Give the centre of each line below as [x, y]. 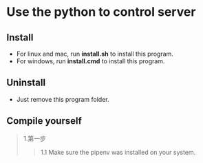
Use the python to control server [101, 12]
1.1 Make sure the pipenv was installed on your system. [118, 152]
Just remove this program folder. [63, 99]
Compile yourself [44, 121]
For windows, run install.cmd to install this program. [90, 61]
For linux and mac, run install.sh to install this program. [95, 54]
